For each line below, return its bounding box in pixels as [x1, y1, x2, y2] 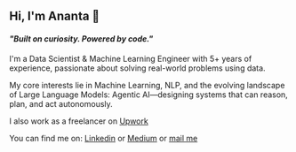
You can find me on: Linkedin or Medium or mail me [9, 133, 198, 143]
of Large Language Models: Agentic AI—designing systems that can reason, [9, 89, 289, 100]
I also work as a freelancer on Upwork [9, 116, 148, 126]
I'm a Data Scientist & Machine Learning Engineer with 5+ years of [9, 53, 252, 64]
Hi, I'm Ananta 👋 [9, 9, 100, 24]
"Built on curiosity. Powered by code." [9, 33, 154, 44]
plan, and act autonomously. [9, 98, 113, 109]
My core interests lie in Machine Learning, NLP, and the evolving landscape [9, 80, 285, 90]
